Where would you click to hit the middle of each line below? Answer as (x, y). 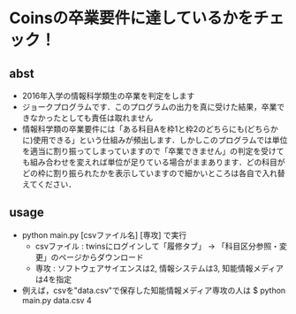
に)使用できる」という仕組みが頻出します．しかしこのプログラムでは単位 (155, 140)
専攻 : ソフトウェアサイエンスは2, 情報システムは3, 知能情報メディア (159, 268)
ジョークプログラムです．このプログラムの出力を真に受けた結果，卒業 (149, 107)
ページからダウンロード (101, 257)
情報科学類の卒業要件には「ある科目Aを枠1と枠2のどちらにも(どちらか (150, 129)
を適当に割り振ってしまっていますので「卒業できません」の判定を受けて (153, 151)
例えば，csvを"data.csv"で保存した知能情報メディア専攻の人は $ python (154, 290)
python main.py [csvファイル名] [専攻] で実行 (104, 234)
